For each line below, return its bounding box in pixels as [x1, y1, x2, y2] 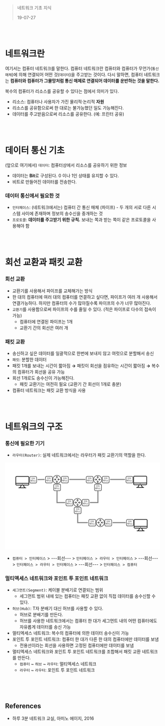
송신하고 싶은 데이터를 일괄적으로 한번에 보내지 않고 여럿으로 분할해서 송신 [12, 350, 154, 356]
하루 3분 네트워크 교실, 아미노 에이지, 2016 [12, 716, 94, 722]
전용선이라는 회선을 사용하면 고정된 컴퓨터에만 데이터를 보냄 [19, 643, 134, 649]
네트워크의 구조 [5, 421, 63, 433]
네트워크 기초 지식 [17, 5, 52, 10]
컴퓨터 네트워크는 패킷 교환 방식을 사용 [12, 387, 86, 393]
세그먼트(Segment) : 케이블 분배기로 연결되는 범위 [12, 587, 104, 593]
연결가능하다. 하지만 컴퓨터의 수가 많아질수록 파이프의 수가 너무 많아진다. [12, 300, 151, 306]
